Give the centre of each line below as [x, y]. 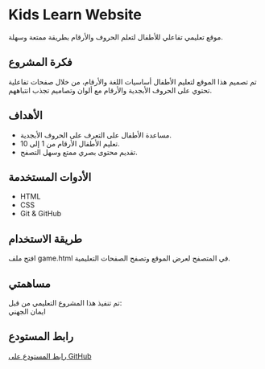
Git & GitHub [41, 214]
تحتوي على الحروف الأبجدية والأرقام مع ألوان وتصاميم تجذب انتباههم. [110, 90]
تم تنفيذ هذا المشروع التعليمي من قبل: [65, 303]
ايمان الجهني [27, 312]
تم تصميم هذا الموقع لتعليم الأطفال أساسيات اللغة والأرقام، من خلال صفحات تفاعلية [132, 81]
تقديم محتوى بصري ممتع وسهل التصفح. [79, 152]
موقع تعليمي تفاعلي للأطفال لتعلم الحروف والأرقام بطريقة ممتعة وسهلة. [116, 37]
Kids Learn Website [75, 15]
